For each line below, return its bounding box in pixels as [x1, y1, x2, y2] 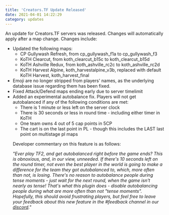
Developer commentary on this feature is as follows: [12, 141, 121, 147]
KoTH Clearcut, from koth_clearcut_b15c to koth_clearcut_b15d [20, 56, 150, 62]
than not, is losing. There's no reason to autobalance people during [12, 172, 153, 178]
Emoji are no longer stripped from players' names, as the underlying [12, 78, 154, 84]
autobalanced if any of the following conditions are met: [12, 99, 129, 105]
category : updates [5, 17, 44, 22]
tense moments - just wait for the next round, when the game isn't [12, 177, 150, 184]
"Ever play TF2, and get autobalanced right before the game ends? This [12, 151, 163, 157]
